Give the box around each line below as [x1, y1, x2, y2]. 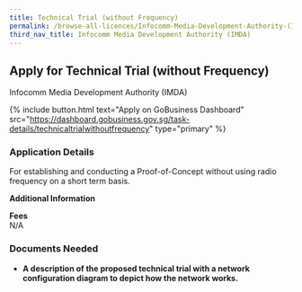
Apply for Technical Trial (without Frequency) [9, 63, 270, 78]
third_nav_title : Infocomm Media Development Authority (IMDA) [9, 30, 252, 39]
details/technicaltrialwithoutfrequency [9, 123, 150, 135]
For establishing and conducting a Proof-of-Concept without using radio [9, 166, 277, 177]
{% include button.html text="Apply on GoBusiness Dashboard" [9, 104, 244, 115]
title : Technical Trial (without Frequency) [9, 13, 179, 22]
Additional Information [9, 193, 96, 204]
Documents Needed [9, 243, 99, 255]
